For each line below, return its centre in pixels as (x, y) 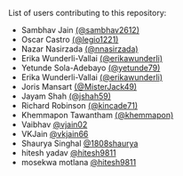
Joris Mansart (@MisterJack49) (79, 87)
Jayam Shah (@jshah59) (66, 96)
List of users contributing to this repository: (88, 13)
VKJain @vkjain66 (55, 134)
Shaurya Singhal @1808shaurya (80, 143)
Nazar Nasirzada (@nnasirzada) (80, 49)
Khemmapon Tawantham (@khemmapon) (97, 115)
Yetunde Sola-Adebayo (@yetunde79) (91, 68)
